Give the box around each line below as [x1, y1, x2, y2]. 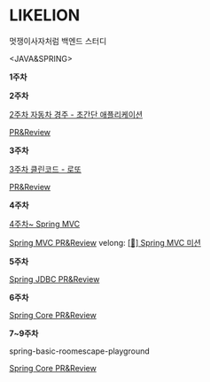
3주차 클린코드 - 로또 [9, 164, 82, 174]
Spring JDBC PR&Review [9, 273, 100, 284]
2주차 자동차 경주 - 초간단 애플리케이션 [9, 109, 144, 119]
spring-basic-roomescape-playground [9, 346, 151, 356]
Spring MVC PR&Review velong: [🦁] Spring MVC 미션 [9, 237, 201, 248]
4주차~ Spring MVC [9, 218, 81, 229]
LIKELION [9, 5, 81, 26]
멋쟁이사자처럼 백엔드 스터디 [9, 35, 107, 46]
